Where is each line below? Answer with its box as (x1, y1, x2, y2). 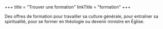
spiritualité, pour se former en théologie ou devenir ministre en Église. (4, 19, 144, 24)
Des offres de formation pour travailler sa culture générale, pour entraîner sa (4, 14, 159, 19)
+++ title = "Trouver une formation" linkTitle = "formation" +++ (4, 4, 131, 10)
